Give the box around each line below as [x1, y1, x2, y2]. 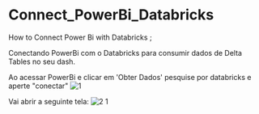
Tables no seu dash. [8, 57, 75, 66]
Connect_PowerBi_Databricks [8, 6, 214, 24]
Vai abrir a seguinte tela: [8, 96, 89, 106]
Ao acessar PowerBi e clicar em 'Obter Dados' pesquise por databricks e [8, 72, 252, 82]
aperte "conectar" [8, 81, 69, 91]
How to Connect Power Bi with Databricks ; [8, 32, 152, 42]
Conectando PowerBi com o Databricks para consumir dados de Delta [8, 48, 243, 57]
